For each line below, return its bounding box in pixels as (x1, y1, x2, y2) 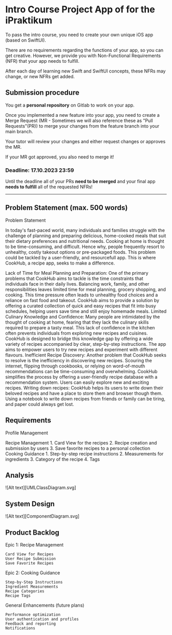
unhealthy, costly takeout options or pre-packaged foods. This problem (5, 249, 156, 255)
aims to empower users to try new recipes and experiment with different (5, 346, 158, 352)
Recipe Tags (5, 593, 31, 598)
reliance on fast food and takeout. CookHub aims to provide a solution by (5, 297, 160, 303)
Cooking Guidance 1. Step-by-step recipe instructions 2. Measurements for (5, 450, 164, 456)
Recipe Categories (5, 589, 45, 594)
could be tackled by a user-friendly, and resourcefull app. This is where (5, 254, 156, 260)
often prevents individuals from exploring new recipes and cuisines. (5, 330, 148, 336)
